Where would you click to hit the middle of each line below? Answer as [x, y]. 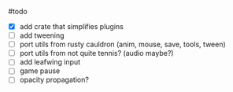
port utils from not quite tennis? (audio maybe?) [96, 53]
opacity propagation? [54, 80]
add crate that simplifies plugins [71, 26]
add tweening [42, 35]
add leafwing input [50, 62]
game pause [40, 71]
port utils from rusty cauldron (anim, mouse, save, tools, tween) [122, 44]
